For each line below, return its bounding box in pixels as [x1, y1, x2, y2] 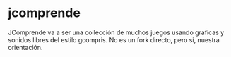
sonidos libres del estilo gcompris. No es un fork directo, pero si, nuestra [8, 35, 220, 44]
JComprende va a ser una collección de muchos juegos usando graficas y [8, 28, 225, 37]
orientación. [8, 43, 43, 51]
